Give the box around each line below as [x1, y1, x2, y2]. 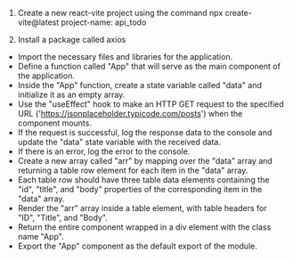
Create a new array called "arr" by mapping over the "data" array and [17, 156, 273, 166]
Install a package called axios [17, 35, 126, 45]
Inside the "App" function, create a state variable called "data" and [17, 80, 263, 90]
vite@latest [17, 17, 60, 28]
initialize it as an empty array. [17, 89, 126, 100]
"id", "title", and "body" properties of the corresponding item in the [17, 184, 263, 194]
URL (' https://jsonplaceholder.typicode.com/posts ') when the [17, 109, 243, 118]
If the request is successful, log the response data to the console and [17, 127, 273, 137]
